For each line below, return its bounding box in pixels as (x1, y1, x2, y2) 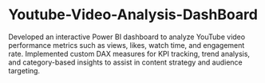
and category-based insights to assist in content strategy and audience (8, 57, 243, 67)
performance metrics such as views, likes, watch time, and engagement (8, 40, 245, 49)
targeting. (8, 65, 41, 75)
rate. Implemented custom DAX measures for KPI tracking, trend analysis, (8, 49, 250, 58)
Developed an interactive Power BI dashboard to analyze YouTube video (8, 32, 246, 41)
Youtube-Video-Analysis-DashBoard (8, 6, 258, 24)
